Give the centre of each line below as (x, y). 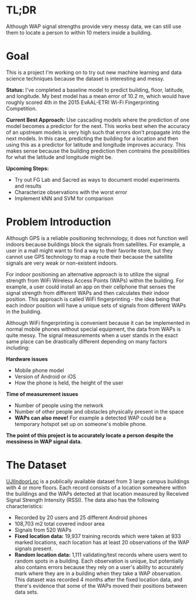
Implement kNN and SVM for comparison (64, 198)
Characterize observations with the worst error (71, 192)
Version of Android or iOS (45, 376)
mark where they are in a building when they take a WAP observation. (98, 573)
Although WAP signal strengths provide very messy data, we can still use (94, 26)
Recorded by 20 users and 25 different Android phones (81, 517)
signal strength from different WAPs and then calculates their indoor (88, 293)
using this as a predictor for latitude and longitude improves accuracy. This (96, 144)
